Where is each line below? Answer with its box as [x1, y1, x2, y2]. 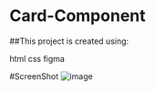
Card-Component [9, 5, 146, 26]
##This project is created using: [9, 35, 129, 46]
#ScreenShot [9, 70, 59, 82]
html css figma [9, 53, 66, 64]
